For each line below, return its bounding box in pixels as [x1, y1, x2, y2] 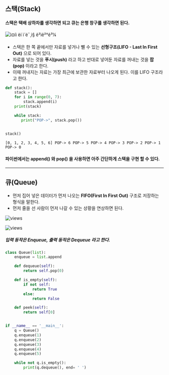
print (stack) [14, 104, 42, 109]
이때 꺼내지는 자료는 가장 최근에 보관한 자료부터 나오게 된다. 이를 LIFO [12, 69, 150, 75]
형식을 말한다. [12, 199, 40, 205]
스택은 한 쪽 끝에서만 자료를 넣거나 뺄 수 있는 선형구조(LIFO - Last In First [12, 44, 157, 50]
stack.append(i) [23, 100, 57, 105]
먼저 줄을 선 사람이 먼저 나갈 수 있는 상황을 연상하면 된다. [12, 205, 124, 211]
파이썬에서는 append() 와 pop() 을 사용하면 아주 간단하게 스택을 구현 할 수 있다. [5, 156, 160, 162]
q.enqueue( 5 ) [14, 351, 42, 356]
